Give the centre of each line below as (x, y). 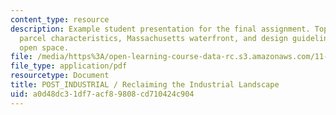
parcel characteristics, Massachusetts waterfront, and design (153, 38)
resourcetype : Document (60, 76)
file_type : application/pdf (69, 66)
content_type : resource (60, 19)
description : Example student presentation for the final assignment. (160, 29)
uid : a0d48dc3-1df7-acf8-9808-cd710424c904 (102, 94)
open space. (44, 47)
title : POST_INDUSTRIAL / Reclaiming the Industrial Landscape (145, 85)
